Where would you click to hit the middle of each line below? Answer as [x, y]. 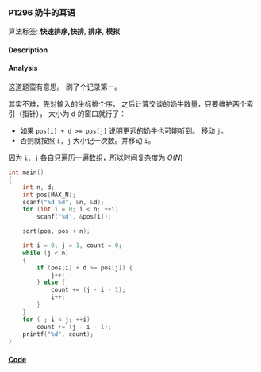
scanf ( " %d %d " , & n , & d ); [63, 202]
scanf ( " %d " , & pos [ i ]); [74, 217]
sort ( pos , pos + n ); [56, 231]
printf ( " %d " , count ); [58, 334]
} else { [51, 283]
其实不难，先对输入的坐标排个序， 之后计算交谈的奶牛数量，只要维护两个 [127, 104]
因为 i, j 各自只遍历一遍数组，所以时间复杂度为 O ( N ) [96, 157]
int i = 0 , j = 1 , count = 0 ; [73, 246]
